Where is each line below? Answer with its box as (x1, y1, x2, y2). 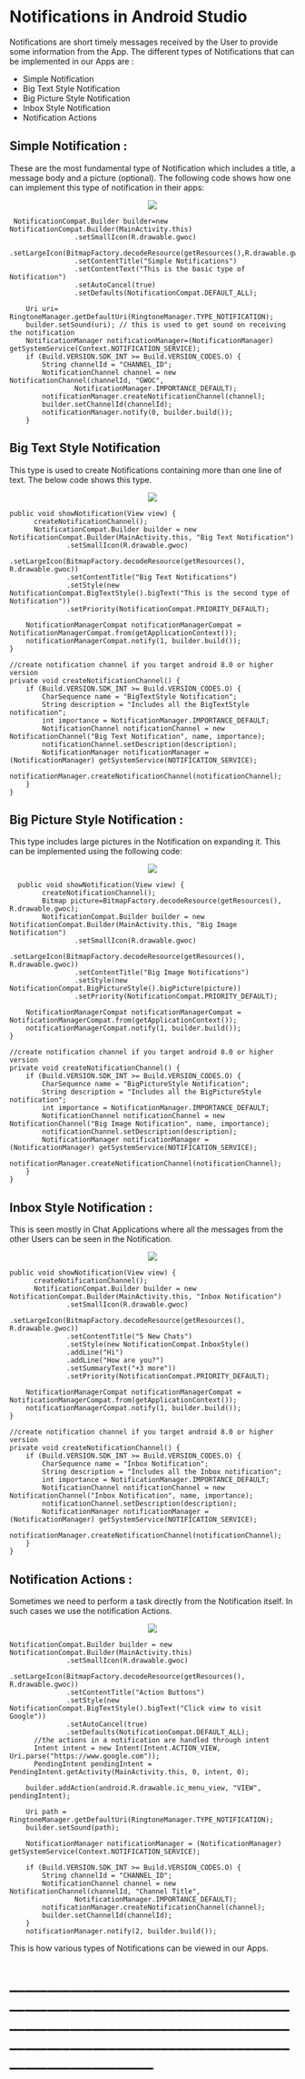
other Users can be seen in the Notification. (9, 1234, 172, 1245)
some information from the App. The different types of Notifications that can (9, 45, 295, 56)
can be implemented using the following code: (9, 846, 183, 857)
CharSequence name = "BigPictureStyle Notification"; (42, 1080, 250, 1089)
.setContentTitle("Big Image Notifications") (74, 968, 250, 977)
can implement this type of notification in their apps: (9, 182, 205, 193)
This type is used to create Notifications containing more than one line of (9, 464, 282, 475)
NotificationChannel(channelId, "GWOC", (9, 376, 165, 385)
